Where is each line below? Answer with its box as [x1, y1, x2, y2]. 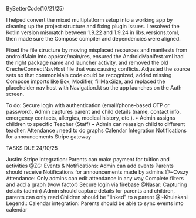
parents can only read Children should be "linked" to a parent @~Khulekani [6, 194, 188, 200]
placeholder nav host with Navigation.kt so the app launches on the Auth [6, 84, 182, 91]
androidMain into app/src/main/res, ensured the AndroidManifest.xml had [6, 53, 184, 60]
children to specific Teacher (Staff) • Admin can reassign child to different [6, 121, 185, 127]
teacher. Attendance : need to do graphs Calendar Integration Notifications [6, 127, 187, 134]
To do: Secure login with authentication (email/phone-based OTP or [6, 102, 170, 108]
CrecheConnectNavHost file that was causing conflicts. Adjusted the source [6, 65, 191, 72]
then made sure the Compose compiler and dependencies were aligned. [6, 35, 181, 42]
